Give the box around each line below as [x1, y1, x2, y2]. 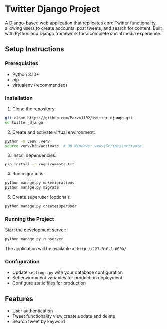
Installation [5, 94, 33, 101]
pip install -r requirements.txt [5, 162, 75, 167]
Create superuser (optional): [12, 194, 71, 200]
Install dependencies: [12, 152, 57, 158]
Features [5, 294, 33, 303]
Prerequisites [5, 60, 38, 67]
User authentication [12, 308, 53, 314]
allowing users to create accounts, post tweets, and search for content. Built [5, 25, 162, 31]
